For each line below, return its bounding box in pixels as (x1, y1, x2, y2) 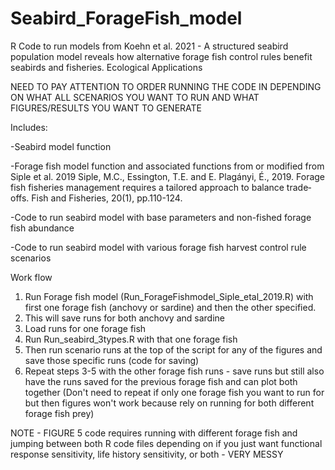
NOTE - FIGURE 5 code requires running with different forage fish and (10, 427, 298, 439)
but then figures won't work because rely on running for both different (24, 397, 315, 409)
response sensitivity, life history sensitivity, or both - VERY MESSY (10, 448, 284, 460)
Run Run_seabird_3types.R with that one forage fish (24, 333, 238, 345)
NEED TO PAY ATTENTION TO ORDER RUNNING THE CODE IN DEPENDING (10, 80, 322, 92)
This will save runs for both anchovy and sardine (24, 312, 225, 324)
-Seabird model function (10, 140, 112, 152)
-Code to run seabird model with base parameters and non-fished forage (10, 211, 312, 223)
